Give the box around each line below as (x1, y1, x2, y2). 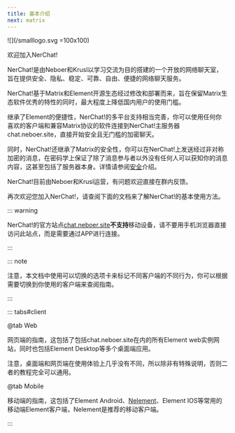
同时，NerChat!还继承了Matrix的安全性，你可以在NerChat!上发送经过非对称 (7, 145, 225, 153)
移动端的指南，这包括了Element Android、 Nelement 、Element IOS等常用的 (7, 396, 222, 404)
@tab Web (7, 321, 38, 329)
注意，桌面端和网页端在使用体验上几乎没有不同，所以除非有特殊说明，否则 (7, 359, 222, 367)
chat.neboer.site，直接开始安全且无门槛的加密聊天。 (7, 130, 159, 139)
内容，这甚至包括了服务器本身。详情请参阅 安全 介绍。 (7, 162, 161, 171)
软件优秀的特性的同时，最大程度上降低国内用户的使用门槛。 (13, 97, 185, 106)
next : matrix (7, 17, 45, 24)
